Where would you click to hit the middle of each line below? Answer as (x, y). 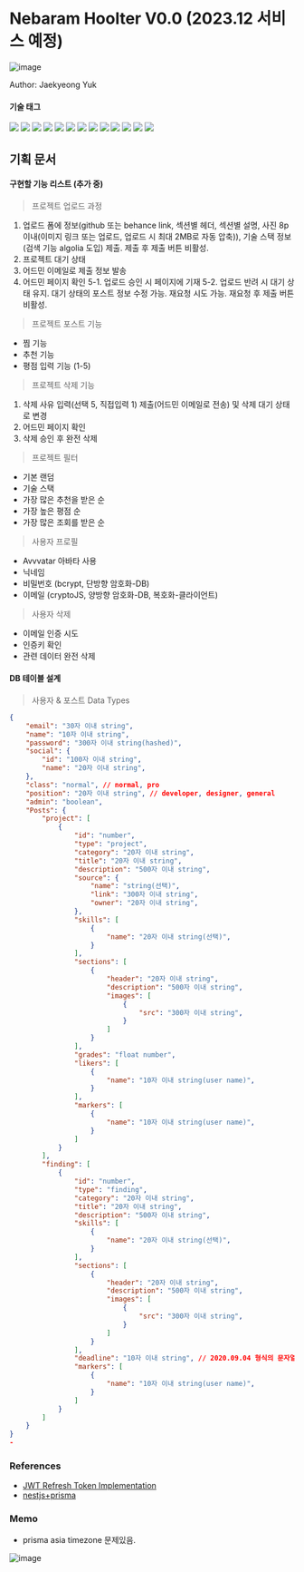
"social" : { (48, 751)
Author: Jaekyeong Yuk (53, 84)
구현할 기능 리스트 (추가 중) (57, 184)
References (35, 1466)
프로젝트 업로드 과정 (66, 206)
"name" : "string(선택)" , (135, 886)
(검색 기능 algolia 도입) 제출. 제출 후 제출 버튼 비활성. (116, 248)
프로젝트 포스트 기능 (66, 324)
